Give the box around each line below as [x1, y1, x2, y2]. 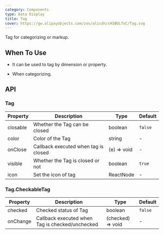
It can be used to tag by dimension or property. [12, 62, 107, 68]
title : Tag [5, 16, 27, 21]
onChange [7, 218, 32, 225]
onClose [7, 146, 27, 153]
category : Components [5, 7, 49, 12]
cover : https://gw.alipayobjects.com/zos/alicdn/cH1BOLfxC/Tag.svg [5, 21, 145, 26]
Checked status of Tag [36, 207, 88, 214]
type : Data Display [5, 12, 45, 17]
